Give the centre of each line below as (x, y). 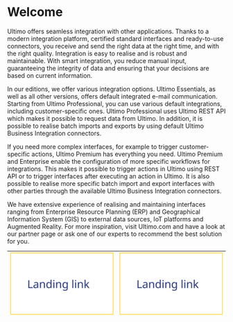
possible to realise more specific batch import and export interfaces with (111, 183)
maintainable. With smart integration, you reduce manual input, (97, 60)
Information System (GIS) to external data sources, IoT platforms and (105, 219)
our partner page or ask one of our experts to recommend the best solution (115, 234)
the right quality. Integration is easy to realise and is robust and (97, 53)
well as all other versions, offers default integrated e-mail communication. (112, 96)
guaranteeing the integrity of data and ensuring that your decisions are (108, 68)
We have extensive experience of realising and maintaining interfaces (106, 204)
